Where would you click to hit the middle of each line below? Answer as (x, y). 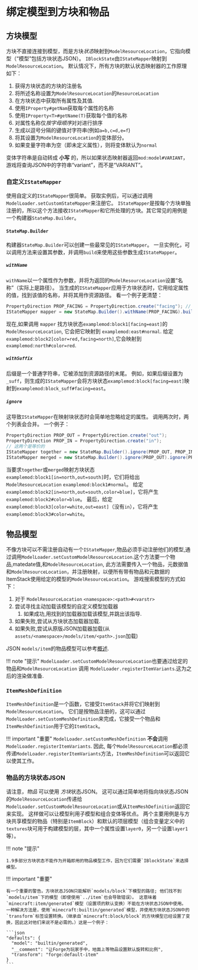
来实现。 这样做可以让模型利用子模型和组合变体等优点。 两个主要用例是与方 (98, 813)
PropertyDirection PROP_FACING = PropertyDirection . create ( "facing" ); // (99, 306)
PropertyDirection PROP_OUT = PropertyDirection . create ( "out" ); (87, 435)
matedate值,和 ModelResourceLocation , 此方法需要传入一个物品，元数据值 (100, 564)
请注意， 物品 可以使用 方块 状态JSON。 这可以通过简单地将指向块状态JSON (97, 791)
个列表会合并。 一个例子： (38, 424)
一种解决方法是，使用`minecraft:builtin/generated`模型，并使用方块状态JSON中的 (98, 910)
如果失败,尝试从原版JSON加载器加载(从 (62, 629)
